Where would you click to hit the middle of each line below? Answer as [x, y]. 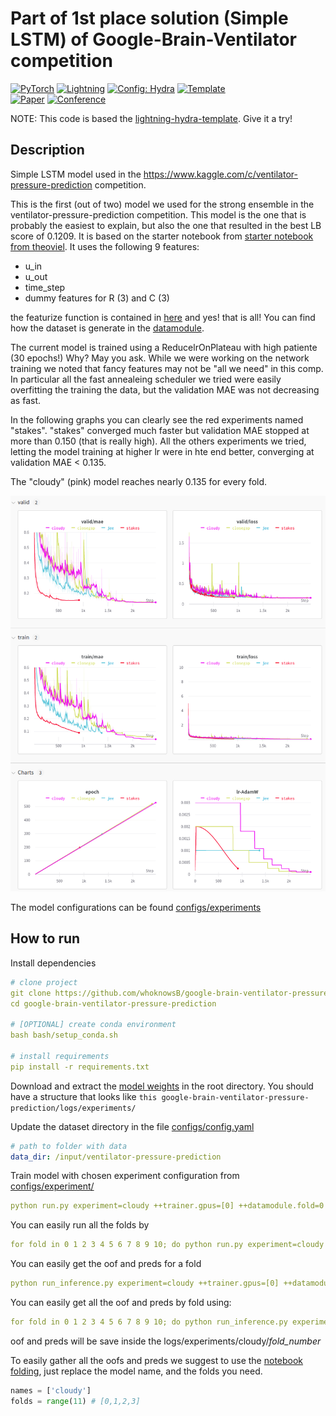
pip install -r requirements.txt [80, 1067]
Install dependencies [53, 963]
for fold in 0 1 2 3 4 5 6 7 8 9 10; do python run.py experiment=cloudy [167, 1245]
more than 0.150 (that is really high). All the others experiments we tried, [158, 441]
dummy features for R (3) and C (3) [97, 298]
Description [47, 150]
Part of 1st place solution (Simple [149, 18]
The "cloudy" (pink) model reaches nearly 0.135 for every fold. [139, 481]
